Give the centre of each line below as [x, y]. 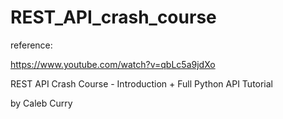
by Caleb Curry [41, 103]
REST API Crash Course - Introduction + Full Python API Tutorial [142, 83]
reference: [31, 45]
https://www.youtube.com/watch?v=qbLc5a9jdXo [113, 64]
